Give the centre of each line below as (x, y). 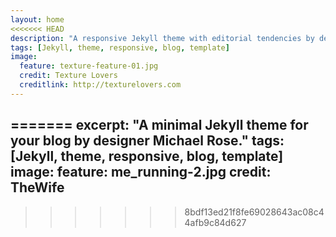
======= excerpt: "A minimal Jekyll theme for (159, 125)
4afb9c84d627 (215, 222)
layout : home (37, 19)
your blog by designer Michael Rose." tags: (147, 141)
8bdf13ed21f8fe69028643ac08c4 (254, 212)
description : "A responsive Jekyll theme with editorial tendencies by (162, 38)
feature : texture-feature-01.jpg (89, 66)
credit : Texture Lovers (68, 76)
